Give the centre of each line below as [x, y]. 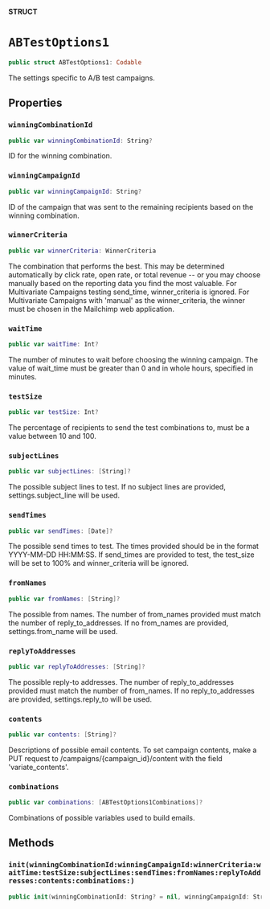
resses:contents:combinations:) [72, 881]
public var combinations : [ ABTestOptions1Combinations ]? [106, 803]
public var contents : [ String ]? [62, 735]
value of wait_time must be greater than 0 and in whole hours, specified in [131, 368]
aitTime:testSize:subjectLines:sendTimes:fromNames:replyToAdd [135, 873]
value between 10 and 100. [52, 436]
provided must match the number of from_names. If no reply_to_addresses [131, 690]
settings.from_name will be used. [63, 631]
